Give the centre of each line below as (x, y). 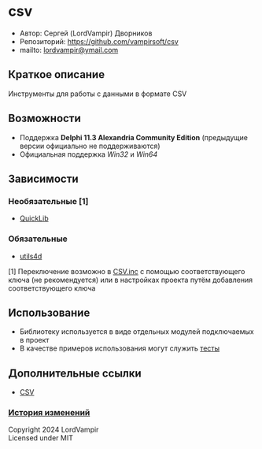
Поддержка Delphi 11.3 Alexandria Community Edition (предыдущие (133, 137)
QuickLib (34, 218)
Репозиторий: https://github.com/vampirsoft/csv (99, 41)
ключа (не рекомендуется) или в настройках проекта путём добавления (131, 280)
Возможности (44, 119)
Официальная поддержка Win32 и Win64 (89, 154)
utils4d (31, 256)
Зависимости (43, 178)
